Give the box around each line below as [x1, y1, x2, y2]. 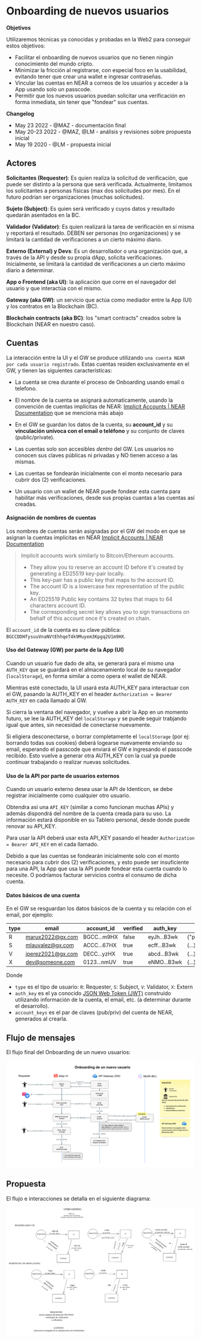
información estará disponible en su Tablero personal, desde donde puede [6, 816, 190, 823]
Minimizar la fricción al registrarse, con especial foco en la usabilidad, [14, 66, 187, 73]
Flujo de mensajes [6, 1032, 76, 1043]
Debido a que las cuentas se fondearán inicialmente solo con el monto [6, 852, 179, 859]
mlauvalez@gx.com [26, 942, 74, 949]
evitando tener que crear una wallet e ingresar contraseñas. [14, 73, 163, 80]
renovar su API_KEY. [6, 823, 57, 830]
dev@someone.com [26, 958, 75, 965]
